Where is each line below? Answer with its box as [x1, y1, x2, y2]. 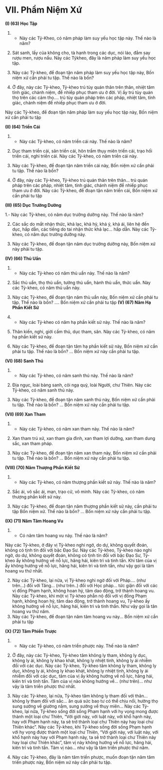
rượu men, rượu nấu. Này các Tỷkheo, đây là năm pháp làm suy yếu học [12, 55, 156, 60]
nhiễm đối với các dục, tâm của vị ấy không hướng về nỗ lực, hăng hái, [12, 673, 154, 679]
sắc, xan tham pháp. [12, 440, 53, 446]
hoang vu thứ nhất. [5, 568, 43, 573]
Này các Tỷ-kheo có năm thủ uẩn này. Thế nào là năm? [19, 270, 130, 276]
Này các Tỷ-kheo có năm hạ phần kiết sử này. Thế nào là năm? [19, 319, 146, 325]
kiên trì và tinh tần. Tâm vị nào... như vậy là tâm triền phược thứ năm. [12, 745, 150, 750]
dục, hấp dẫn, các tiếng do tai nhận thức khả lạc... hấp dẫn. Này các [12, 226, 149, 232]
